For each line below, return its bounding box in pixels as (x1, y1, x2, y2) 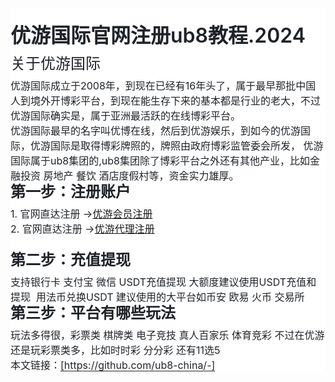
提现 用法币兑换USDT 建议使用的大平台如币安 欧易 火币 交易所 (10, 290, 305, 304)
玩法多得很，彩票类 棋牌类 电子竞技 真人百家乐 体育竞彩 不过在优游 (10, 328, 325, 342)
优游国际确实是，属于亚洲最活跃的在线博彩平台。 (10, 108, 242, 122)
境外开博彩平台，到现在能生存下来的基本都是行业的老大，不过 (30, 93, 322, 107)
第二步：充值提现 (10, 250, 131, 269)
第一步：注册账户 (10, 182, 131, 201)
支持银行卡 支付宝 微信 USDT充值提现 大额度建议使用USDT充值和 (10, 275, 317, 289)
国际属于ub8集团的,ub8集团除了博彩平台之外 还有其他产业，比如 (10, 153, 310, 167)
